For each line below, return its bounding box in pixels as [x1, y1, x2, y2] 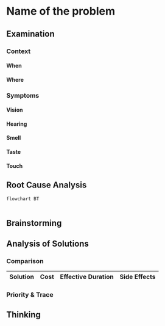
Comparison [6, 257, 44, 266]
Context [6, 47, 31, 56]
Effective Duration [60, 273, 114, 281]
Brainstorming [6, 218, 62, 228]
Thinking [6, 310, 41, 320]
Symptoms [6, 91, 40, 100]
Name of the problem [6, 4, 116, 18]
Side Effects [119, 273, 156, 281]
